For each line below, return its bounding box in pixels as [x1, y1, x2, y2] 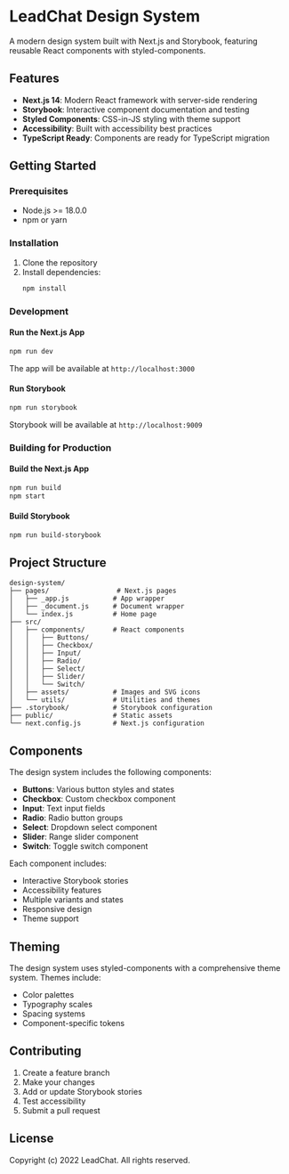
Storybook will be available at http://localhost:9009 [9, 419, 203, 429]
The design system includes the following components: [9, 767, 212, 778]
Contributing [9, 1044, 82, 1059]
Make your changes [21, 1076, 95, 1088]
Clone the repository [21, 257, 98, 268]
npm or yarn [21, 215, 68, 225]
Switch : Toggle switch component [21, 841, 149, 852]
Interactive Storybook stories [21, 876, 129, 886]
